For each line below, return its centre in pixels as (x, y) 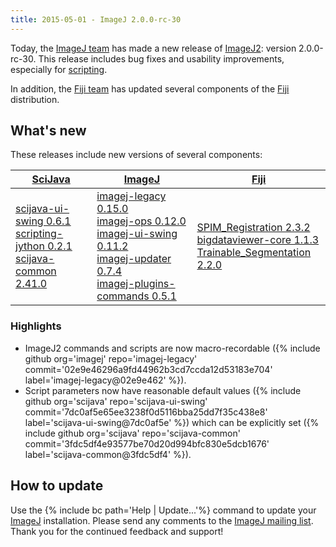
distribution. (35, 99)
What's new (48, 131)
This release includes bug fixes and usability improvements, (161, 58)
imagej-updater (134, 259)
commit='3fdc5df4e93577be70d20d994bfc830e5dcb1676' (147, 443)
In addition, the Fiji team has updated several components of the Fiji (150, 88)
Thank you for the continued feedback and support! (117, 531)
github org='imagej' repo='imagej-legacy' (111, 358)
